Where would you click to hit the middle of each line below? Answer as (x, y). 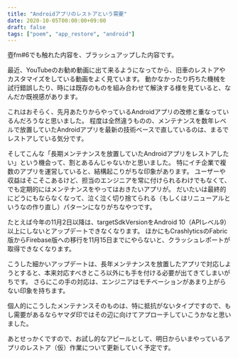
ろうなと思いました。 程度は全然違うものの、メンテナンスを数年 (120, 121)
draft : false (27, 27)
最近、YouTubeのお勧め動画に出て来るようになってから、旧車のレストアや (117, 70)
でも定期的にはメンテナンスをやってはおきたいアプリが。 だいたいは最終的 (117, 189)
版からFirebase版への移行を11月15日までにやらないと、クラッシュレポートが (119, 240)
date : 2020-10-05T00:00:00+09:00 (57, 21)
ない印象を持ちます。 (38, 291)
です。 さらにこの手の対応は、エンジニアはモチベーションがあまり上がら (119, 282)
